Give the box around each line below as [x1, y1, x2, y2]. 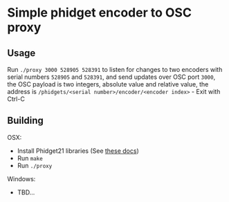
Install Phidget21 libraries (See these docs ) [17, 147, 140, 155]
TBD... [17, 188, 35, 196]
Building [7, 115, 44, 127]
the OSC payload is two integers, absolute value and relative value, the [7, 80, 209, 88]
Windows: [7, 174, 36, 183]
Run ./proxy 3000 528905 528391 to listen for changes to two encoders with [7, 66, 223, 73]
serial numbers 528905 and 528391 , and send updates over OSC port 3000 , [7, 73, 216, 81]
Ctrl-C [7, 95, 26, 103]
